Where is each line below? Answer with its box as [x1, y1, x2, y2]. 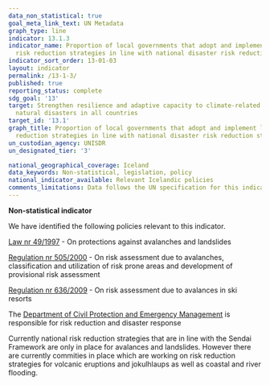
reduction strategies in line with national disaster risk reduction [15, 131, 253, 139]
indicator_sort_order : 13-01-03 [8, 57, 117, 65]
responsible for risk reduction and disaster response [8, 317, 182, 327]
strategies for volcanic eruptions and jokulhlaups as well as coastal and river [8, 359, 261, 369]
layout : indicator [8, 64, 70, 72]
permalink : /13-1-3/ [8, 72, 78, 80]
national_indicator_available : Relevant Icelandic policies [8, 176, 215, 184]
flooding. [8, 367, 39, 377]
